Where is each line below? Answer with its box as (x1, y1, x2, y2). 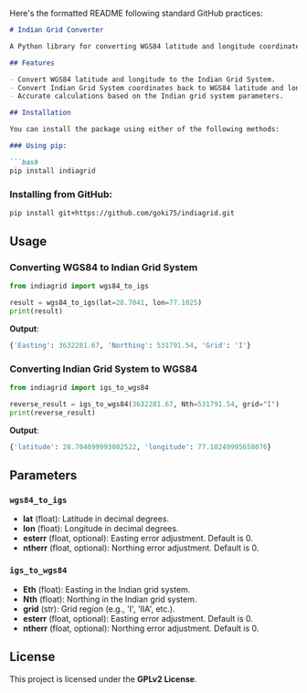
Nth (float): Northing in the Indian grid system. (22, 593, 197, 604)
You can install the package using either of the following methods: (9, 125, 281, 134)
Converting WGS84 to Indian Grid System (9, 261, 198, 274)
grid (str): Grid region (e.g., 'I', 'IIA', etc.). (22, 603, 175, 614)
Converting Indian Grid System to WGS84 (9, 362, 198, 375)
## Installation (9, 109, 71, 118)
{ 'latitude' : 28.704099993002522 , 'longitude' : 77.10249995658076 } (9, 442, 272, 451)
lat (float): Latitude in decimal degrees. (22, 513, 170, 524)
